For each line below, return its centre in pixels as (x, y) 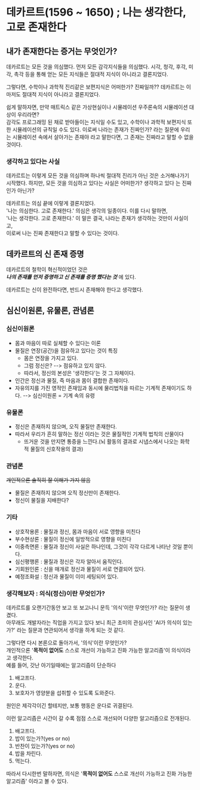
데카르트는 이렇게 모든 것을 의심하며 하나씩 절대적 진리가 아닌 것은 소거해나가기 (98, 176)
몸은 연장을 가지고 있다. (51, 358)
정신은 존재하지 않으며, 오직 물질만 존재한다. (66, 427)
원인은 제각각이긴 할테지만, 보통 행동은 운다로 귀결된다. (70, 705)
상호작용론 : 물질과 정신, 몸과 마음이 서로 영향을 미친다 (78, 531)
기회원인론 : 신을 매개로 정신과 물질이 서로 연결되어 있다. (80, 569)
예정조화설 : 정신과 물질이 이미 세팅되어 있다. (67, 576)
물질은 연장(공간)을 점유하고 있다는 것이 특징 (66, 350)
